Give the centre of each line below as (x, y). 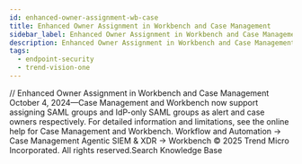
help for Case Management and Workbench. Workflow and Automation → (145, 131)
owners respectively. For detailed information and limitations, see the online (149, 121)
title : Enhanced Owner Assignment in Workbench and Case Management (140, 26)
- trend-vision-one (54, 68)
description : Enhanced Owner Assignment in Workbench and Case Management (152, 43)
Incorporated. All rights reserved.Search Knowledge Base (116, 150)
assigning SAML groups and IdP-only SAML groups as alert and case (137, 112)
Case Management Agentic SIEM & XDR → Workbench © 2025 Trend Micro (149, 141)
